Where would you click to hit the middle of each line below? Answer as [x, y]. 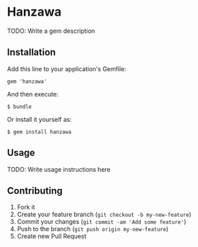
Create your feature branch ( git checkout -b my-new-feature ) [104, 214]
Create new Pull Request [52, 236]
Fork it [26, 207]
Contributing [35, 191]
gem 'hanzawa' [27, 81]
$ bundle [19, 107]
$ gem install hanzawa [39, 132]
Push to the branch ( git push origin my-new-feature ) [93, 229]
